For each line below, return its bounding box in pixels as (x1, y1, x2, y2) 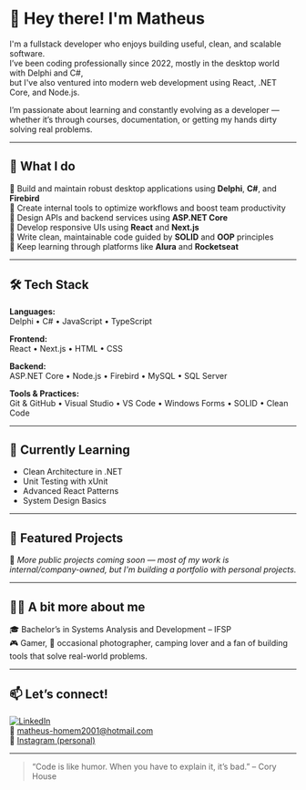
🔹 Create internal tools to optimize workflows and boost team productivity (9, 202, 287, 213)
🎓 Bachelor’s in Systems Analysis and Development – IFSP (9, 624, 232, 634)
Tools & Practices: (9, 387, 80, 399)
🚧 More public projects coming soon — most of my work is (9, 555, 229, 566)
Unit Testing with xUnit (22, 476, 108, 487)
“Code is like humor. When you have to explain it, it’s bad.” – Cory (31, 761, 277, 772)
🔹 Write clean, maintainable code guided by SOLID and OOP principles (9, 231, 274, 242)
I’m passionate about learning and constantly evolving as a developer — (9, 104, 280, 115)
